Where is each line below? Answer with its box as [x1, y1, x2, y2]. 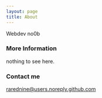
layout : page [6, 8, 38, 15]
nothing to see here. [6, 58, 55, 65]
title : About [6, 14, 38, 20]
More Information [6, 44, 57, 52]
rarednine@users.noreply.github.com [6, 86, 96, 93]
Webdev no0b [6, 30, 40, 37]
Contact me [6, 72, 40, 80]
